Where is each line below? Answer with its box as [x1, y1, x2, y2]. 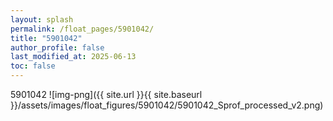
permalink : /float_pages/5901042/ [10, 24, 155, 34]
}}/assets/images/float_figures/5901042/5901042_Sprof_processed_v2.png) [10, 99, 324, 111]
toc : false [10, 61, 56, 71]
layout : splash [10, 14, 74, 25]
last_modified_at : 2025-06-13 [10, 52, 137, 62]
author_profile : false [10, 42, 105, 53]
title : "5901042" [10, 33, 83, 43]
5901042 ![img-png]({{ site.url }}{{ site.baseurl [10, 89, 203, 100]
